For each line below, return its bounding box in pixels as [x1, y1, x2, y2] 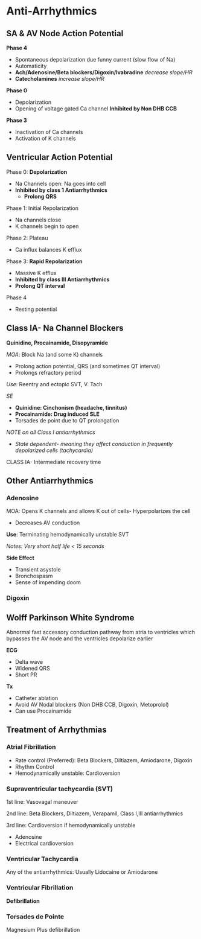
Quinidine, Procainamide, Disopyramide [6, 339, 109, 346]
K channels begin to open [14, 222, 79, 230]
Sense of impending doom [14, 579, 81, 586]
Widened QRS [14, 665, 50, 672]
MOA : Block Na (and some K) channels [6, 351, 103, 358]
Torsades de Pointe [6, 912, 65, 921]
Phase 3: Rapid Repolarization [6, 258, 83, 265]
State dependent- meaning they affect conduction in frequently [14, 440, 173, 447]
